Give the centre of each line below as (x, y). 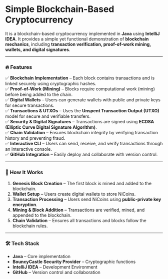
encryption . (25, 204)
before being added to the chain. (39, 95)
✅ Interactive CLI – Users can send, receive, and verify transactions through (84, 144)
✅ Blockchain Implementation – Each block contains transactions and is (80, 78)
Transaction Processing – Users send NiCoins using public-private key (87, 199)
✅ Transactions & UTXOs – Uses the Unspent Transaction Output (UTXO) (82, 111)
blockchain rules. (30, 226)
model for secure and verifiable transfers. (48, 116)
